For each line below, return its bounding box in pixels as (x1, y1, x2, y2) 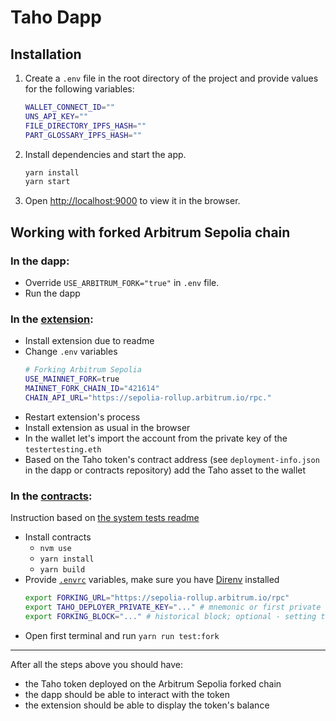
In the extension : (10, 312, 94, 326)
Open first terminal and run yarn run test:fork (24, 629, 220, 641)
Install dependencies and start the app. (24, 148, 187, 160)
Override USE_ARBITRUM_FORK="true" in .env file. (24, 276, 220, 288)
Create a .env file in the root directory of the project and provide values (24, 72, 319, 84)
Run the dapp (24, 287, 81, 299)
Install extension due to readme (24, 335, 155, 347)
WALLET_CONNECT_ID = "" (24, 102, 115, 112)
